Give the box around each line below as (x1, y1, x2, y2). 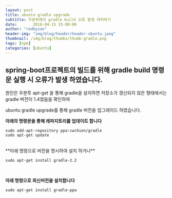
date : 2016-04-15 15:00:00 (5, 21, 77, 27)
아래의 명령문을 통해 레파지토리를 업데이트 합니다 (5, 118, 102, 124)
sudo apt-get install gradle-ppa (5, 188, 77, 193)
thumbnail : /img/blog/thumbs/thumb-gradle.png (5, 36, 107, 41)
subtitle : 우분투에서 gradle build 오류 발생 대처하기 (5, 17, 111, 22)
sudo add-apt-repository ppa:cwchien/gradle (5, 128, 102, 134)
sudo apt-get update (5, 133, 50, 138)
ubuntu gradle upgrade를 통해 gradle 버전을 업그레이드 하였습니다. (5, 107, 141, 113)
